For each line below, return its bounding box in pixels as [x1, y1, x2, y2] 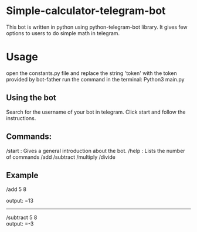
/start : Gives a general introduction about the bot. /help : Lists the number [6, 147, 186, 154]
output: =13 [6, 197, 34, 204]
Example [6, 170, 39, 180]
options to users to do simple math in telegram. [6, 29, 120, 36]
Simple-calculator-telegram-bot [6, 4, 166, 18]
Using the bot [6, 93, 57, 103]
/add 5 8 [6, 186, 26, 193]
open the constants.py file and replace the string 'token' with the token [6, 69, 177, 77]
